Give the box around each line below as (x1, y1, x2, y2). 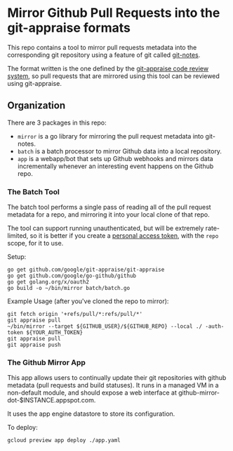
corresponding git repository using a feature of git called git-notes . (7, 51, 201, 59)
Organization (7, 100, 65, 112)
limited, (7, 231, 29, 240)
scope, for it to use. (7, 239, 64, 248)
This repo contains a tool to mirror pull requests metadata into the (7, 43, 197, 51)
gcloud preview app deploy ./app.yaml (7, 437, 121, 444)
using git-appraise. (7, 79, 62, 87)
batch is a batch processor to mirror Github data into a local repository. (17, 146, 222, 155)
